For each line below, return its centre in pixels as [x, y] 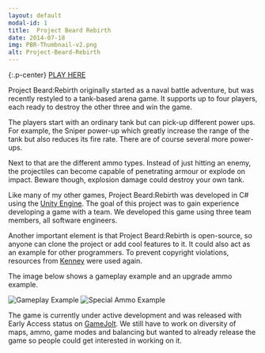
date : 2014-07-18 [37, 38]
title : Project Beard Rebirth [60, 30]
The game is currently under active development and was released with [125, 315]
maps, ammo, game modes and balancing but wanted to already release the [132, 332]
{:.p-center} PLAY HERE [47, 75]
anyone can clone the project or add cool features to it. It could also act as [129, 244]
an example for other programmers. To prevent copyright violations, [119, 252]
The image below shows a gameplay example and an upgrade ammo [120, 276]
